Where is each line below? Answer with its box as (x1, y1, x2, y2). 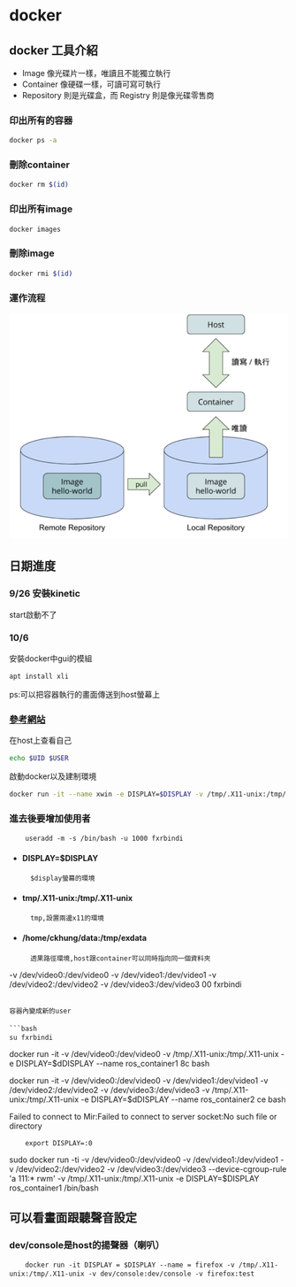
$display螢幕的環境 (30, 874, 95, 883)
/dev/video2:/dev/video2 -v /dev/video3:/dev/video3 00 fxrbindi (9, 979, 242, 990)
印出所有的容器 (9, 114, 73, 127)
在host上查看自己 (9, 735, 72, 745)
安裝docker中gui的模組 (9, 652, 93, 664)
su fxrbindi (9, 1033, 53, 1042)
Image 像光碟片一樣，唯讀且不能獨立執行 (21, 68, 171, 78)
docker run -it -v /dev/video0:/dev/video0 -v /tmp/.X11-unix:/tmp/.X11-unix (9, 1048, 279, 1059)
